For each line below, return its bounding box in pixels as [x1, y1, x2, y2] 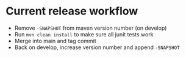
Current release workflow [5, 4, 138, 18]
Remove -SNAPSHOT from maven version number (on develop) [14, 24, 167, 32]
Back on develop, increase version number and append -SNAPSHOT [14, 44, 181, 51]
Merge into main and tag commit [14, 37, 97, 44]
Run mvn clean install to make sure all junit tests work [14, 30, 154, 38]
